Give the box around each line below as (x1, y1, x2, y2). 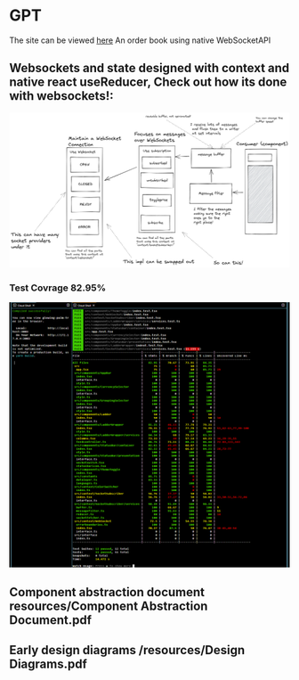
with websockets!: (9, 88, 114, 103)
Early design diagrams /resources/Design (9, 643, 246, 658)
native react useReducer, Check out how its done (9, 75, 287, 90)
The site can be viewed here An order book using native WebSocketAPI (9, 35, 271, 45)
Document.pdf (9, 612, 92, 627)
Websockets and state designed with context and (9, 61, 290, 76)
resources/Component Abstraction (9, 598, 208, 613)
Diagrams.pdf (9, 657, 87, 672)
